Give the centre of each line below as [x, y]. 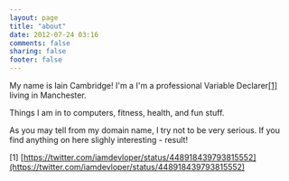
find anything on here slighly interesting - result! [98, 140]
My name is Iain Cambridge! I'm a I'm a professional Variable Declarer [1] [144, 86]
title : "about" [38, 26]
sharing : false [38, 52]
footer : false [36, 60]
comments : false [40, 43]
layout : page [34, 18]
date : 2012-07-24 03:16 [54, 34]
